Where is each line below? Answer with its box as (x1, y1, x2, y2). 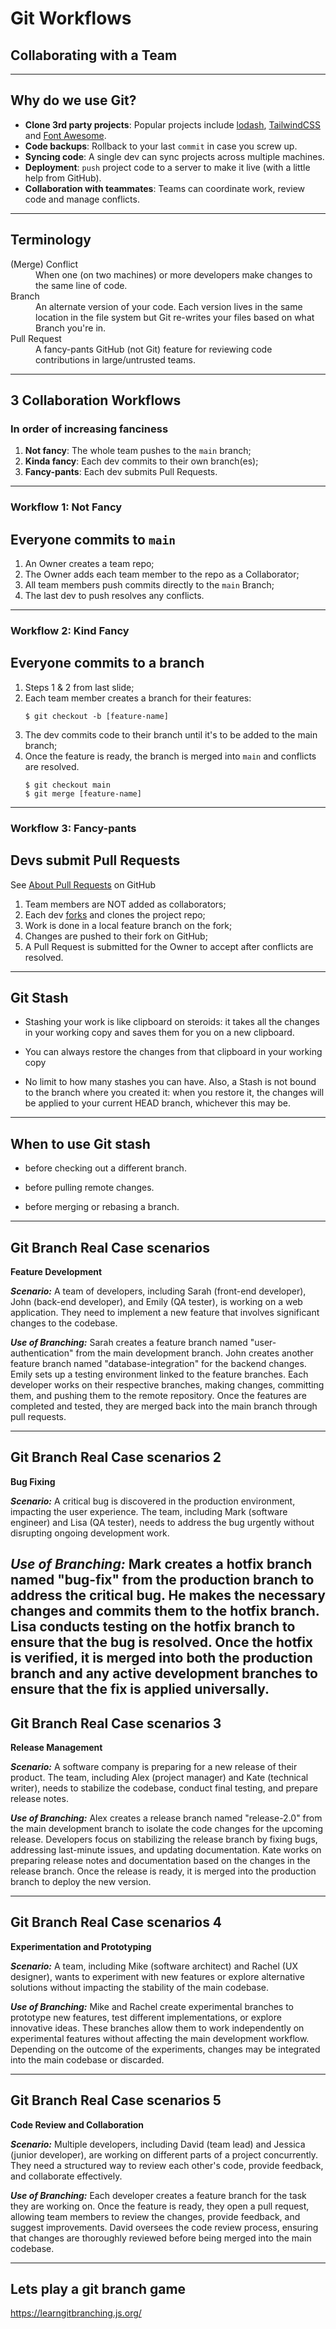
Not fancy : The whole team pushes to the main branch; (24, 445, 252, 457)
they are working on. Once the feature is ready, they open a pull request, (10, 2200, 310, 2212)
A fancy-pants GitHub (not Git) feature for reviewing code (35, 343, 273, 355)
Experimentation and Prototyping (10, 1940, 152, 1952)
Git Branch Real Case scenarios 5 (10, 2092, 222, 2109)
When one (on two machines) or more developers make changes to (35, 268, 313, 281)
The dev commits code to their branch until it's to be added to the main (24, 728, 318, 741)
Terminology (10, 232, 92, 249)
